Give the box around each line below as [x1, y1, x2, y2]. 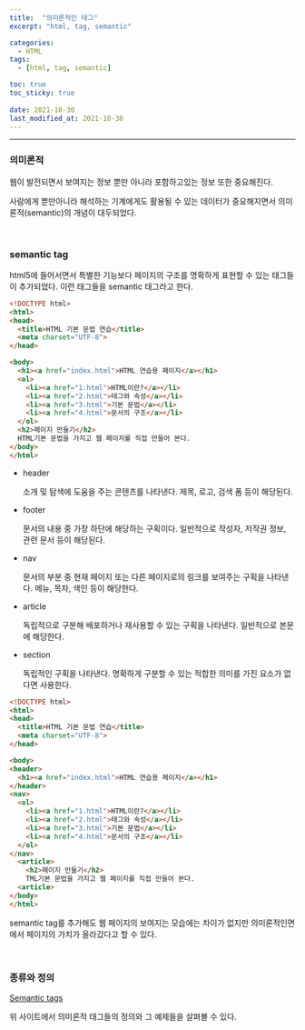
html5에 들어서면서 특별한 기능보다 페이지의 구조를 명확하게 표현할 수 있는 [9, 269, 271, 280]
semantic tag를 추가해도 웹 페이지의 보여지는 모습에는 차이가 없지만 [9, 917, 250, 928]
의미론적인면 [251, 917, 295, 928]
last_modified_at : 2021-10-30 [9, 114, 124, 123]
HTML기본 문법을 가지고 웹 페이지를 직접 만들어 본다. [17, 434, 192, 444]
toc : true [9, 80, 47, 89]
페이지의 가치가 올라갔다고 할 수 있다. [25, 928, 157, 939]
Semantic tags [9, 993, 64, 1004]
